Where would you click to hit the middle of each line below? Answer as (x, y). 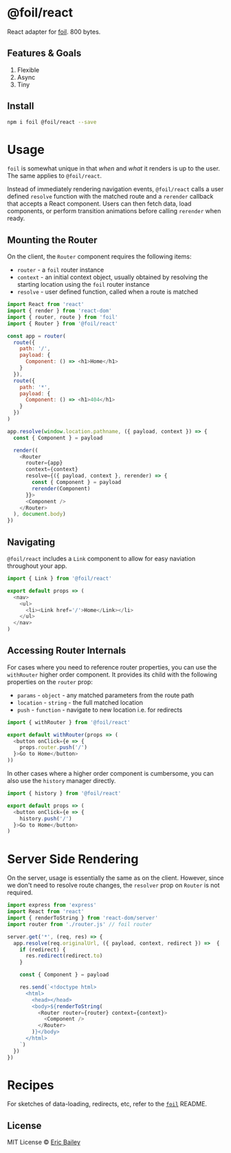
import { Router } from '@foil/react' (63, 323)
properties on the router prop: (50, 681)
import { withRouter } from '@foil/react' (69, 722)
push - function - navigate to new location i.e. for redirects (100, 710)
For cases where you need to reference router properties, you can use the (112, 667)
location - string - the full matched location (80, 702)
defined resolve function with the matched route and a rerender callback (110, 197)
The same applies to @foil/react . (54, 176)
